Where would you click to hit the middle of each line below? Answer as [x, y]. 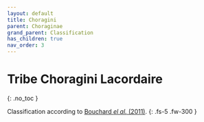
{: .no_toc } [23, 98]
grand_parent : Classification [50, 33]
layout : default [30, 13]
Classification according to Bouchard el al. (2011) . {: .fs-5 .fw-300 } [102, 111]
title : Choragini [32, 20]
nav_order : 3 [26, 45]
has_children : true [35, 39]
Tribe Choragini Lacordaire [85, 79]
